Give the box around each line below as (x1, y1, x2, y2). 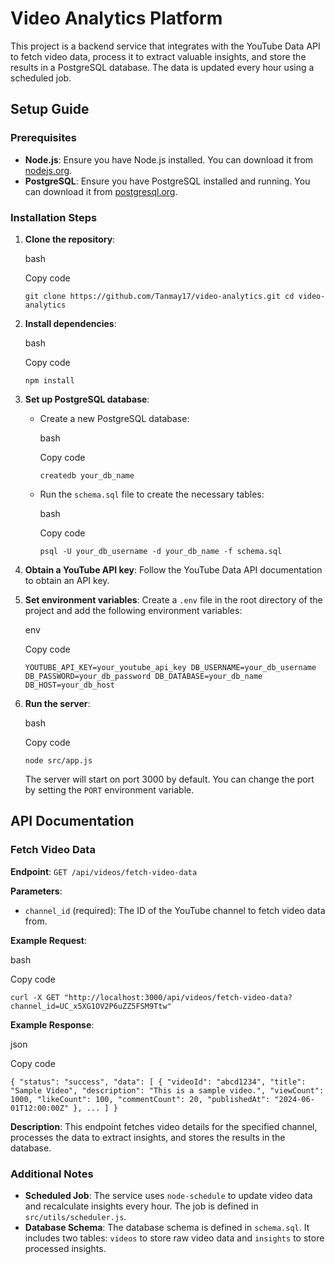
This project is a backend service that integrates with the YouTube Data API (10, 40, 321, 52)
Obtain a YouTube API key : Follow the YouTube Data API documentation (24, 563, 323, 576)
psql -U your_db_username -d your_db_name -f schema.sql (39, 546, 283, 556)
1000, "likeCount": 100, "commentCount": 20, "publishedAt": (10, 1094, 271, 1104)
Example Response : (10, 1018, 95, 1031)
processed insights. (24, 1242, 107, 1254)
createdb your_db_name (39, 470, 135, 481)
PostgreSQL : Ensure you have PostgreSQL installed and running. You (24, 175, 311, 187)
